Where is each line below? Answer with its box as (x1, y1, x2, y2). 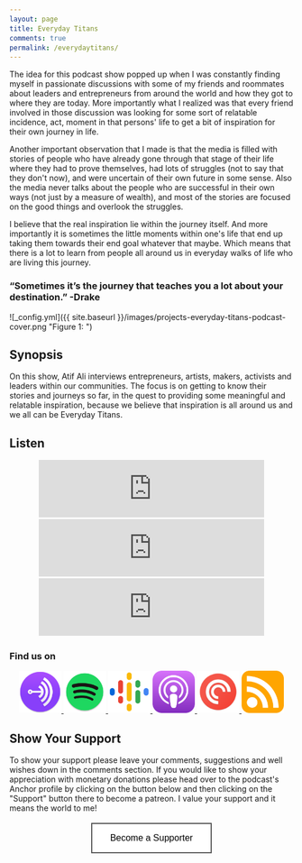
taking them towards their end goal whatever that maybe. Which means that (9, 238, 291, 249)
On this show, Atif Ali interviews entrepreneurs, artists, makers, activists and (9, 371, 292, 382)
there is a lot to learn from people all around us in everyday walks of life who (9, 248, 293, 259)
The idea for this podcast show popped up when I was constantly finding (9, 69, 281, 80)
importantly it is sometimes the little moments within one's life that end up (9, 228, 283, 239)
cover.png (9, 321, 47, 332)
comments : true (9, 33, 67, 42)
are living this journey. (9, 257, 92, 268)
